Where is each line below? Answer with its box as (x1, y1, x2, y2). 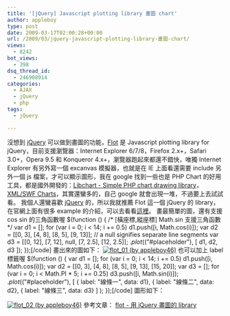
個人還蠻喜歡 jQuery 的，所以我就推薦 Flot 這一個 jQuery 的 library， (26, 198, 220, 206)
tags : (7, 106, 23, 113)
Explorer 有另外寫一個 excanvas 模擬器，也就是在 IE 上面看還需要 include (7, 163, 214, 172)
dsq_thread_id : (7, 67, 51, 74)
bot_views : (7, 55, 38, 62)
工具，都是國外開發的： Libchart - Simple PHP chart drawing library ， (7, 181, 203, 189)
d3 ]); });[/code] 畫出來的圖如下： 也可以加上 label (7, 245, 224, 254)
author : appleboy (7, 16, 57, 23)
